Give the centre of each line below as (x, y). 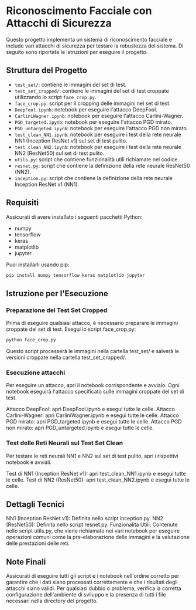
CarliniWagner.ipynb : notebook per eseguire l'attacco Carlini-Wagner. (99, 116)
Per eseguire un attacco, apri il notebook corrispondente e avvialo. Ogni (93, 385)
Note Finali (26, 562)
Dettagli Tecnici (35, 504)
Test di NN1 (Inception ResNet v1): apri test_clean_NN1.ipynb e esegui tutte (96, 473)
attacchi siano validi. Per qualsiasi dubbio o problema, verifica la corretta (94, 588)
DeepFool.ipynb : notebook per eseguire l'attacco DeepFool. (86, 109)
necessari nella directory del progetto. (52, 601)
